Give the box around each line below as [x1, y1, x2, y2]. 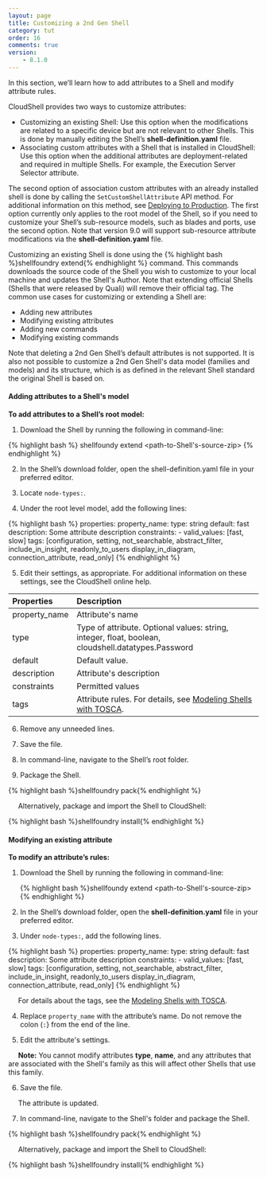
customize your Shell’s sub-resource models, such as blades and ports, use [8, 217, 257, 227]
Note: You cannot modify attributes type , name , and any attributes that [17, 1050, 252, 1060]
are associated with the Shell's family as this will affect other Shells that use [8, 1059, 256, 1069]
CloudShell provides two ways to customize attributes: [8, 101, 187, 111]
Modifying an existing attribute [8, 835, 113, 844]
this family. [8, 1068, 44, 1077]
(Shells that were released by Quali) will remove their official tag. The [8, 283, 234, 293]
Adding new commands [19, 324, 98, 334]
